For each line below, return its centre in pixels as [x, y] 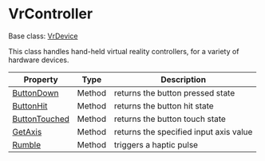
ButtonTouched [41, 119]
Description [183, 79]
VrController [51, 14]
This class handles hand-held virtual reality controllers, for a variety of [124, 51]
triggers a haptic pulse [156, 144]
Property [41, 79]
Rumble [27, 144]
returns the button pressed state [174, 92]
